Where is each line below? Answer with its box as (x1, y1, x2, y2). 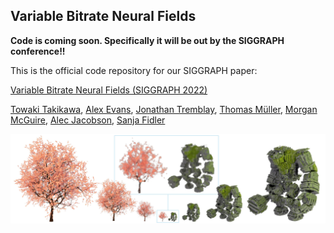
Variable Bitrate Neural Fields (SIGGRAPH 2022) (10, 84, 208, 96)
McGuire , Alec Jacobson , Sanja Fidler (10, 114, 166, 126)
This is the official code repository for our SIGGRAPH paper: (10, 64, 258, 76)
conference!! (10, 45, 66, 57)
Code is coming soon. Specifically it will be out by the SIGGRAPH (10, 34, 285, 46)
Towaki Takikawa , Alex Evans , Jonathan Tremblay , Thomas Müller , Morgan (10, 103, 318, 115)
